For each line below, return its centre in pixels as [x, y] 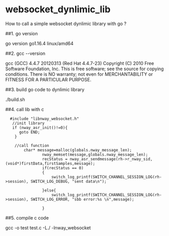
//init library [28, 123]
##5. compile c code [27, 218]
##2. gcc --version [25, 53]
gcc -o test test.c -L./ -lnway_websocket [48, 228]
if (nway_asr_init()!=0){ [40, 127]
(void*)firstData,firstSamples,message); [50, 163]
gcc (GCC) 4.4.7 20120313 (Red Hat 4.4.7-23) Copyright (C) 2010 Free [80, 63]
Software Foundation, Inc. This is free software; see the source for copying [85, 69]
